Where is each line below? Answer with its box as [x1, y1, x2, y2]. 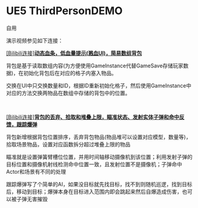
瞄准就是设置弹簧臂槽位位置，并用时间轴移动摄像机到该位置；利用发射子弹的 [6, 153, 193, 160]
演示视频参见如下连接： [6, 37, 63, 44]
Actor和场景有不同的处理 [6, 168, 66, 175]
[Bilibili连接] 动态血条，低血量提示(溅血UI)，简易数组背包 [6, 49, 142, 57]
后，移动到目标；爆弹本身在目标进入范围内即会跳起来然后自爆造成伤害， [6, 188, 182, 195]
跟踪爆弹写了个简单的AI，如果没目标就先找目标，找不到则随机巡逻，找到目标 [6, 180, 193, 187]
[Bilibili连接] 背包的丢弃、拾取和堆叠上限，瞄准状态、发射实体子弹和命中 [6, 113, 180, 121]
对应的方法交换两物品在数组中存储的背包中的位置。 [6, 89, 131, 96]
